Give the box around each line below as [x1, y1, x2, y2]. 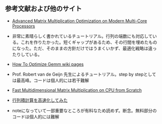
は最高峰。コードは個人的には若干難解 [12, 77, 89, 83]
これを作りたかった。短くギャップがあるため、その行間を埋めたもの [20, 39, 157, 45]
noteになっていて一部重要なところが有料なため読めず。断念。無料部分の [12, 107, 157, 113]
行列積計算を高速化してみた [12, 97, 68, 103]
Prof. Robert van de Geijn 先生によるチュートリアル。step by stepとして [12, 71, 157, 77]
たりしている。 [12, 51, 42, 57]
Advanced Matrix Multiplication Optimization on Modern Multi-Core [12, 18, 147, 23]
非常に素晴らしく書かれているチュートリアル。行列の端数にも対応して [12, 33, 153, 39]
